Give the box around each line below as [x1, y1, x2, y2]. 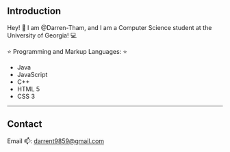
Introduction [7, 5, 62, 17]
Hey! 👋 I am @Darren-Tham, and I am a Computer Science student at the [7, 23, 212, 31]
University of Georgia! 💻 [7, 31, 77, 40]
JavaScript [16, 70, 48, 78]
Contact [7, 119, 42, 130]
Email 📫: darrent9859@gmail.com [7, 136, 105, 145]
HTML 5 [16, 85, 40, 93]
